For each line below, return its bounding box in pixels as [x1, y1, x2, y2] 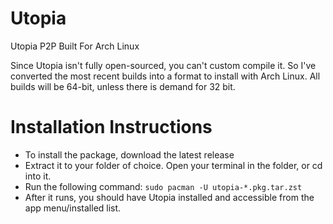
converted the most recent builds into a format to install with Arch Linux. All [10, 70, 321, 82]
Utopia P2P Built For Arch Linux [10, 40, 140, 52]
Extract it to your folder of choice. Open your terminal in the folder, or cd [24, 159, 323, 171]
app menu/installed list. [24, 202, 122, 214]
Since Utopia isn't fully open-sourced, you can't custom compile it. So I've [10, 59, 317, 71]
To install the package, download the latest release [24, 148, 235, 161]
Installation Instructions [10, 116, 213, 139]
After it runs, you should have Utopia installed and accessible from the [24, 191, 315, 203]
